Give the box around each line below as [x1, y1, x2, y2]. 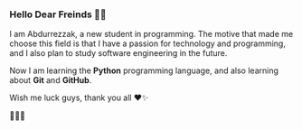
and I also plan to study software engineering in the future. [9, 48, 228, 59]
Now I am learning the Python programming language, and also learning [9, 65, 278, 76]
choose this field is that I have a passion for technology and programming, [9, 38, 287, 49]
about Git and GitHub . [9, 75, 92, 86]
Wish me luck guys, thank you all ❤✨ [9, 92, 149, 103]
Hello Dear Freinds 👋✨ [9, 8, 107, 21]
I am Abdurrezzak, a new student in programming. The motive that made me [9, 29, 294, 40]
